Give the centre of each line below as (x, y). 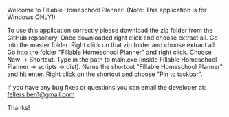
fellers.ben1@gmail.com (41, 94)
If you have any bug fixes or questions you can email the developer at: (107, 87)
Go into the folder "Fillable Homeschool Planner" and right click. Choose (109, 52)
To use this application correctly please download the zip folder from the (110, 30)
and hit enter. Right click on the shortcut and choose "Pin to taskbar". (105, 74)
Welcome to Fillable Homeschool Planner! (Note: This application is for (107, 10)
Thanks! (19, 108)
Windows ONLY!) (32, 17)
